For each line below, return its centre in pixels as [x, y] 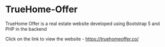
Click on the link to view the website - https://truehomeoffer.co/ [72, 39]
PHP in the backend [26, 29]
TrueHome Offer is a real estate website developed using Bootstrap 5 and [82, 24]
